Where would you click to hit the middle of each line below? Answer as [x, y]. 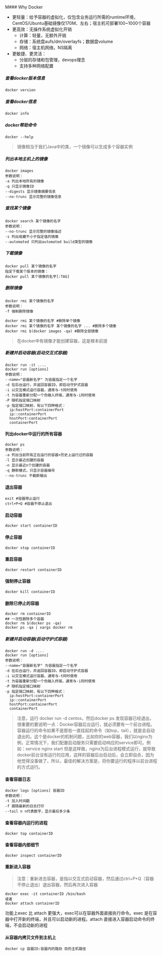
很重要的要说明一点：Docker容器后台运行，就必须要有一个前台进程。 [86, 724]
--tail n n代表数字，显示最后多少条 [38, 812]
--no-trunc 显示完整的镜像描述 [33, 231]
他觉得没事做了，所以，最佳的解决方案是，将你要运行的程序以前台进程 [87, 761]
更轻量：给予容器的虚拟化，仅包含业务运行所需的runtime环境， [75, 17]
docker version [20, 90]
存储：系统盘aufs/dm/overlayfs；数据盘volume [66, 41]
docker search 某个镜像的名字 [33, 221]
